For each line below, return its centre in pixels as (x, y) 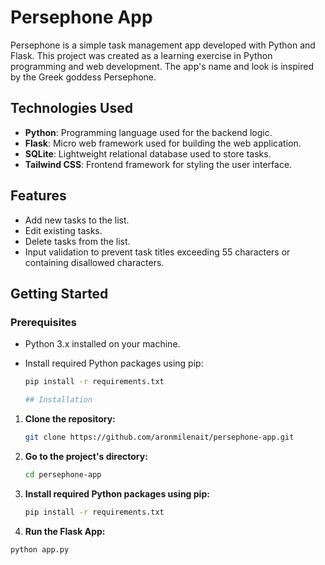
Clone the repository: (70, 419)
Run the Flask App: (65, 531)
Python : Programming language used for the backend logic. (148, 132)
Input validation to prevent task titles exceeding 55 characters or (157, 252)
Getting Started (59, 293)
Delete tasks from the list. (77, 241)
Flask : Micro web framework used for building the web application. (163, 143)
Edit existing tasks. (63, 230)
